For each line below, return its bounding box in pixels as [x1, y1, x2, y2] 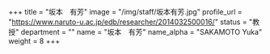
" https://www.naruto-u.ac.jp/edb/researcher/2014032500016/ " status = [8, 17, 248, 27]
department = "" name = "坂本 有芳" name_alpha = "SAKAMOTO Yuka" [20, 27, 263, 36]
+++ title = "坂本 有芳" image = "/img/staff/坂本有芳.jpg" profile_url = [8, 7, 243, 16]
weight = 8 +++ [8, 36, 61, 46]
